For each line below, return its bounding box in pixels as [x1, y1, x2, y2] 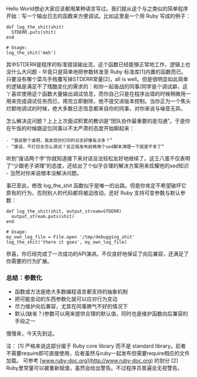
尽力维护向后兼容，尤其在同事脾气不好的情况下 [14, 303, 128, 310]
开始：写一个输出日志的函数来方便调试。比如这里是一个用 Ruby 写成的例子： [6, 12, 191, 19]
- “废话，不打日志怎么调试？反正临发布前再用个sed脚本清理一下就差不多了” [6, 144, 164, 150]
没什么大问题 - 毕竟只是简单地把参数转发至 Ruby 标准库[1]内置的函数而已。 [6, 68, 186, 75]
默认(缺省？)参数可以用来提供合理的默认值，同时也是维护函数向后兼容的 [14, 310, 189, 317]
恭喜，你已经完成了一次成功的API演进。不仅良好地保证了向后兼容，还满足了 [6, 250, 189, 257]
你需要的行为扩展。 [6, 258, 53, 264]
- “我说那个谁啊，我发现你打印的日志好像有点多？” [6, 137, 113, 143]
